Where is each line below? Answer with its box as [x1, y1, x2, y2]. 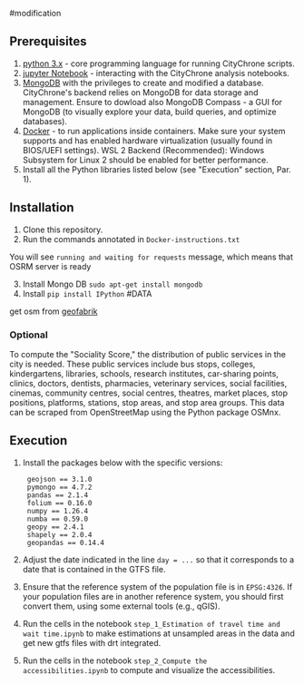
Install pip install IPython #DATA [22, 288, 152, 298]
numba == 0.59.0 [26, 514, 89, 523]
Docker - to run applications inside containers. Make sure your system [22, 125, 286, 136]
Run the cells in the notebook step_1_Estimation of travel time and [22, 618, 281, 629]
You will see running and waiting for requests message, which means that [9, 251, 293, 262]
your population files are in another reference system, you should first [22, 591, 284, 601]
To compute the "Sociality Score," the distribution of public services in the [9, 348, 286, 359]
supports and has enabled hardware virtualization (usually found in [22, 135, 273, 146]
